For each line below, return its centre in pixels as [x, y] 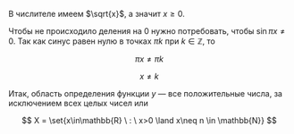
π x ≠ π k [149, 59]
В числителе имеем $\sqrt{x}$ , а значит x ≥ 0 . [97, 14]
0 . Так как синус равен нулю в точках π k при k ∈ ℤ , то [112, 41]
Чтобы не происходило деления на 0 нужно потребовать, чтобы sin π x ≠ [147, 31]
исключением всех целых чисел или [78, 103]
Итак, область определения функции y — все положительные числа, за [146, 93]
